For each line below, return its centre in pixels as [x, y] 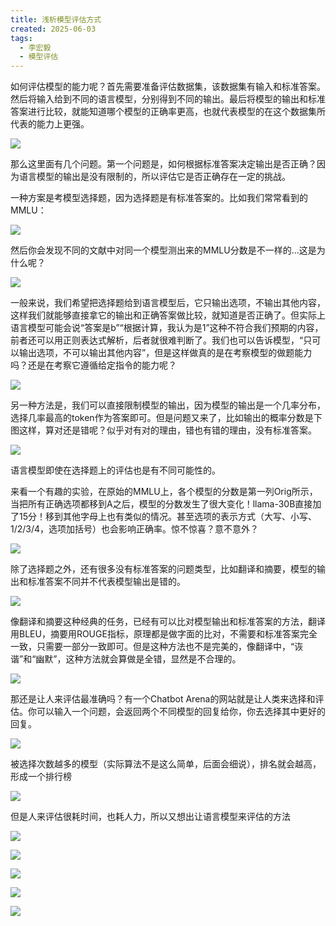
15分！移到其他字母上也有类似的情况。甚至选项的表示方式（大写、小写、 [167, 517]
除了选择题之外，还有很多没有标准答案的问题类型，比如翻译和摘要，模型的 [163, 569]
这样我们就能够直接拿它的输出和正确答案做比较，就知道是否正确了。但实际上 [168, 315]
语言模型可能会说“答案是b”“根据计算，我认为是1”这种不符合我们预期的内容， [167, 328]
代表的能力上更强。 [50, 124]
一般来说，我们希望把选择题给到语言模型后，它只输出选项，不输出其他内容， [168, 303]
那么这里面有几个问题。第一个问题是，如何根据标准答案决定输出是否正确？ [163, 164]
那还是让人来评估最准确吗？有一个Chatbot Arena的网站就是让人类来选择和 [163, 699]
